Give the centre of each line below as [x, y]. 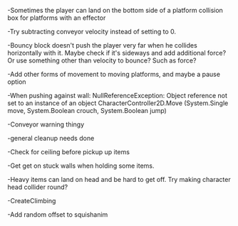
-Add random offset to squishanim [58, 215]
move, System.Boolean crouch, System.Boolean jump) [87, 111]
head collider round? [38, 187]
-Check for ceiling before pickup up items [69, 152]
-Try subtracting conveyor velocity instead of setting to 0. [92, 32]
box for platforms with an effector [57, 18]
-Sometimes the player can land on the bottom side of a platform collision [115, 10]
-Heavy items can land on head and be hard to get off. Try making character [119, 179]
